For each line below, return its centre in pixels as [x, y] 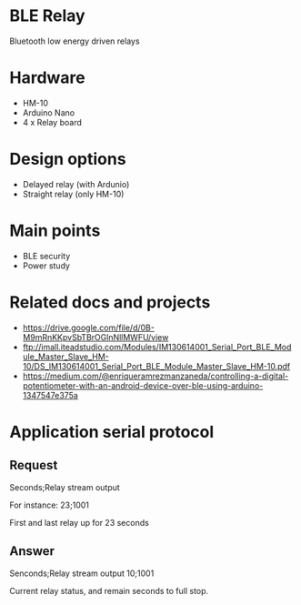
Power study [46, 266]
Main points [55, 231]
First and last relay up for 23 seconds [80, 522]
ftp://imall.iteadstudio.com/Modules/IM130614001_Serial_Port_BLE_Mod [157, 347]
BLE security [46, 256]
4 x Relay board [52, 122]
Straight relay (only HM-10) [73, 194]
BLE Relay [47, 16]
